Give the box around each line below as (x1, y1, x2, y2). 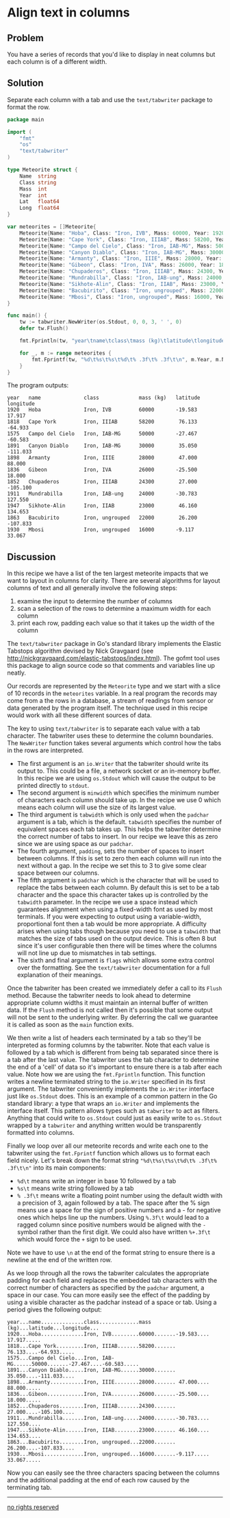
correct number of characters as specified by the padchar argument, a (7, 1284, 205, 1292)
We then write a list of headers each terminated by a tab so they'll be (7, 1034, 202, 1042)
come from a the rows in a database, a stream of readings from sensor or (7, 697, 214, 705)
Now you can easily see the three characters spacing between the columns (7, 1469, 220, 1477)
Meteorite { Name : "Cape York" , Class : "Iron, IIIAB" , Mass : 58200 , (19, 236, 213, 243)
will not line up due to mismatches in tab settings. (16, 949, 157, 957)
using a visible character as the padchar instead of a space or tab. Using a (7, 1298, 217, 1307)
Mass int (19, 185, 48, 193)
